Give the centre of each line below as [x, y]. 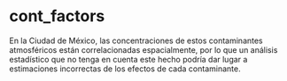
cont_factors [57, 16]
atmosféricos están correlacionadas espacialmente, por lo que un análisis [143, 49]
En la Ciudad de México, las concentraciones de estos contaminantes [136, 40]
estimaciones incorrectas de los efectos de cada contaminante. [125, 69]
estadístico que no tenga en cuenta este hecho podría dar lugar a [128, 59]
